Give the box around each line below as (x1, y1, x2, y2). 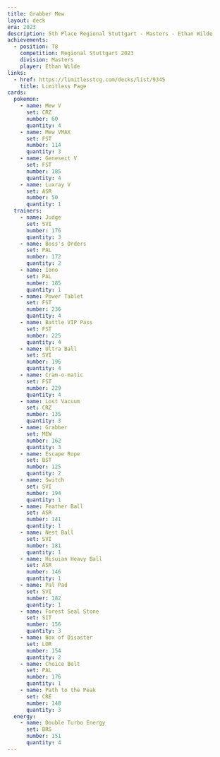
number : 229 (25, 384, 61, 392)
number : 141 (25, 516, 61, 523)
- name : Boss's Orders (20, 240, 87, 247)
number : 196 (25, 358, 61, 366)
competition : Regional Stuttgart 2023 (20, 50, 134, 57)
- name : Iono (20, 266, 59, 273)
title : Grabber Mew (7, 10, 65, 18)
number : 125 (25, 463, 61, 470)
